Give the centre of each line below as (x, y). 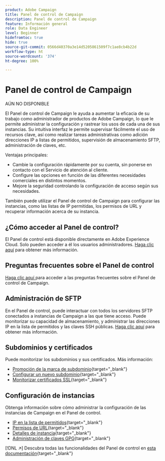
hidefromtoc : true (24, 38)
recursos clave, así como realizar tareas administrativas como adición (77, 135)
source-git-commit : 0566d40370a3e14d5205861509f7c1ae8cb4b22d (71, 47)
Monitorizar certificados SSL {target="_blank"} (60, 380)
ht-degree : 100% (22, 61)
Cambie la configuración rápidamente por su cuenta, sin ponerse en (82, 165)
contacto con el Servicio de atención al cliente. (60, 170)
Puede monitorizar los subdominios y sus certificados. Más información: (79, 360)
